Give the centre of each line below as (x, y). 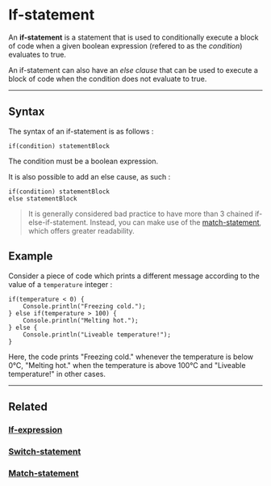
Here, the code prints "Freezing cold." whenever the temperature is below (131, 357)
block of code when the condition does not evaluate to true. (108, 78)
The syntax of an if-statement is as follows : (81, 131)
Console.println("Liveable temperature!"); (97, 334)
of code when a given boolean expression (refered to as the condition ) (125, 45)
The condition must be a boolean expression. (83, 161)
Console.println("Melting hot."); (81, 320)
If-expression (35, 429)
